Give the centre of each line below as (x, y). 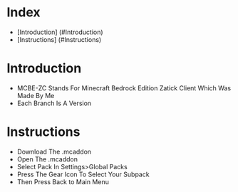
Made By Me (36, 95)
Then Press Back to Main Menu (63, 181)
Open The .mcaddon (47, 159)
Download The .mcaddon (54, 151)
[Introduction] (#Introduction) (60, 32)
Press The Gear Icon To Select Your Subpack (83, 174)
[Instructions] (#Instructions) (59, 39)
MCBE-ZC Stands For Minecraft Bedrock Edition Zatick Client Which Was (124, 88)
